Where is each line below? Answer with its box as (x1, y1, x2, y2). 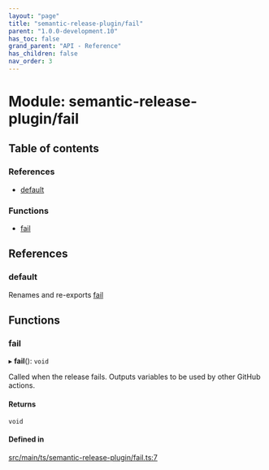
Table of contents (8, 141, 99, 155)
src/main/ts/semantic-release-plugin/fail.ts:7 (8, 452, 158, 462)
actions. (8, 381, 35, 390)
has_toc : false (8, 34, 60, 43)
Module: (8, 93, 66, 111)
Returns (8, 399, 37, 409)
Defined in (8, 434, 45, 444)
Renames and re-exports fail (8, 289, 104, 299)
